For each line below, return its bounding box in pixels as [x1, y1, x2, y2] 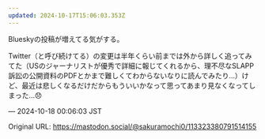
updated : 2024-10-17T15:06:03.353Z [8, 11, 126, 20]
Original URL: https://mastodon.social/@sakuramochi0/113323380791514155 [8, 122, 257, 131]
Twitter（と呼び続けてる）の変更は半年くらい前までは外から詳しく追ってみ [8, 51, 252, 60]
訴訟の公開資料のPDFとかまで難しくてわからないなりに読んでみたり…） [8, 70, 243, 80]
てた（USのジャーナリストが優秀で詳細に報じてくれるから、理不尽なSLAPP [8, 61, 255, 70]
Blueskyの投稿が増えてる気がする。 [8, 34, 124, 43]
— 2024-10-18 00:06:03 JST [8, 106, 102, 115]
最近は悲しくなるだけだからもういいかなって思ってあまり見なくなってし [21, 81, 256, 90]
